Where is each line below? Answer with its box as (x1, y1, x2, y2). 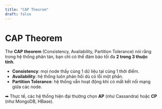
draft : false (5, 12, 32, 17)
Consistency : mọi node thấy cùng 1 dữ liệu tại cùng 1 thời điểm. (12, 69, 140, 74)
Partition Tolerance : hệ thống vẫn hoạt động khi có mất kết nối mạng (12, 79, 151, 85)
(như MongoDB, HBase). (5, 98, 54, 105)
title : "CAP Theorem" (5, 7, 49, 12)
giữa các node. (12, 84, 42, 90)
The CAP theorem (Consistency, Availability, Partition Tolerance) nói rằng (5, 49, 152, 54)
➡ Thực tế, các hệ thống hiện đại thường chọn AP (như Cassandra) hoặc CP (5, 93, 157, 99)
